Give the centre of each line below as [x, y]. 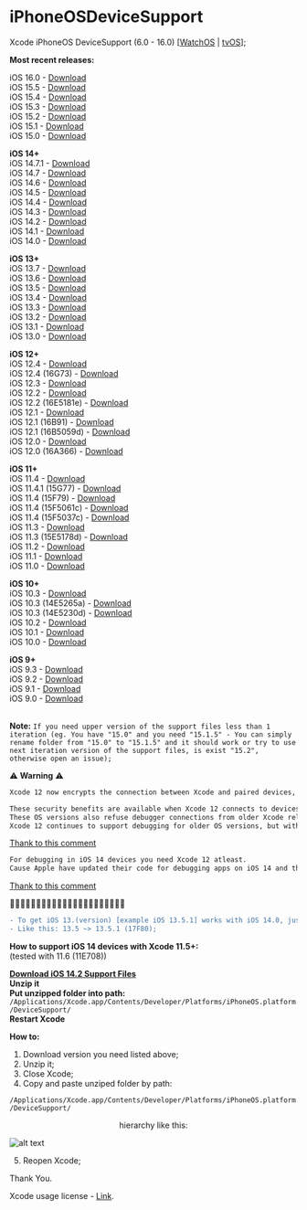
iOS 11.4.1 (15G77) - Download [65, 488]
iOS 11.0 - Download [47, 566]
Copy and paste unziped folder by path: [97, 1083]
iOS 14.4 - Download [48, 202]
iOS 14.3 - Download [48, 211]
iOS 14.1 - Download [47, 231]
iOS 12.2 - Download [48, 393]
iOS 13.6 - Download [48, 278]
